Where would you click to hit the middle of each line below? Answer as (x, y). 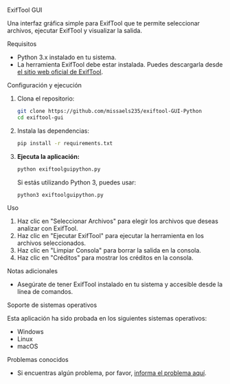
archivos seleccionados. (51, 243)
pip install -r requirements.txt (65, 143)
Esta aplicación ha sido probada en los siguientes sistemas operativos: (107, 319)
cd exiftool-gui (40, 117)
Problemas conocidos (38, 360)
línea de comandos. (45, 292)
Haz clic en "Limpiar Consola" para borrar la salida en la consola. (109, 250)
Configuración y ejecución (45, 85)
